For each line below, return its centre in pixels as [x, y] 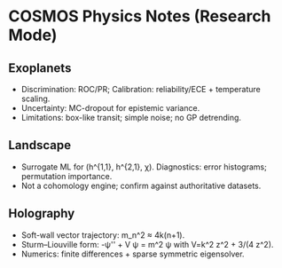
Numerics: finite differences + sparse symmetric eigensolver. [133, 254]
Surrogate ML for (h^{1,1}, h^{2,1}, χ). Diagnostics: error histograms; [144, 167]
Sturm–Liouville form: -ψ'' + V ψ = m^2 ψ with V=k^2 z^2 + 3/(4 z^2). [147, 244]
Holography [42, 213]
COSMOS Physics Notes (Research [140, 16]
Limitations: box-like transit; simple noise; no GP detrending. [131, 118]
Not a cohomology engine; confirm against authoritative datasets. [141, 185]
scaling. [35, 99]
